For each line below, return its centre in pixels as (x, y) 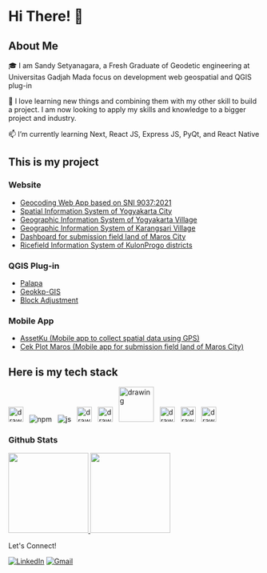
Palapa (31, 282)
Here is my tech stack (63, 372)
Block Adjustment (49, 300)
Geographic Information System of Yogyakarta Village (108, 219)
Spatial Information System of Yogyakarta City (96, 210)
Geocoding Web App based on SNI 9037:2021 (96, 202)
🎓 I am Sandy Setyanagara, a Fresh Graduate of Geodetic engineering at (129, 66)
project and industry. (42, 118)
